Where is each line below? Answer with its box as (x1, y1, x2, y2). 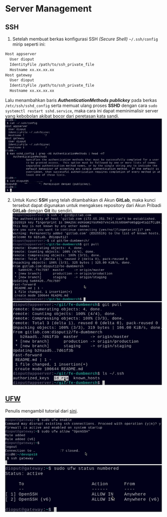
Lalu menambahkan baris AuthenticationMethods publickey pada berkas (5, 98, 158, 103)
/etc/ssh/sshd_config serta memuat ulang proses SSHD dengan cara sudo (5, 103, 158, 108)
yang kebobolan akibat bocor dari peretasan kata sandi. (5, 113, 119, 119)
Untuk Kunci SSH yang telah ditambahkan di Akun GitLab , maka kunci (12, 197, 156, 203)
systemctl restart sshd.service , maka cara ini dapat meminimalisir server (5, 108, 159, 113)
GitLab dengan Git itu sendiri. (12, 207, 73, 214)
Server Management (5, 3, 92, 14)
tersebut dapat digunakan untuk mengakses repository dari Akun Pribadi (12, 203, 162, 208)
